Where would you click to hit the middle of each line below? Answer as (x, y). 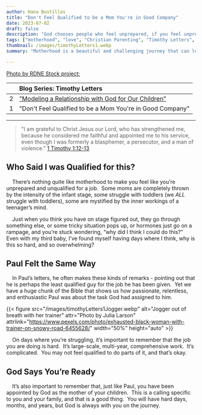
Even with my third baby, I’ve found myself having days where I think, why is (101, 238)
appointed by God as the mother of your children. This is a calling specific (99, 393)
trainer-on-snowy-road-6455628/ (48, 328)
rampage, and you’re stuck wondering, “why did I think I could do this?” (95, 232)
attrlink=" (18, 322)
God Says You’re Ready (51, 372)
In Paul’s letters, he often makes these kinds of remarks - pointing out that (103, 278)
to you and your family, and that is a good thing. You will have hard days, (97, 399)
